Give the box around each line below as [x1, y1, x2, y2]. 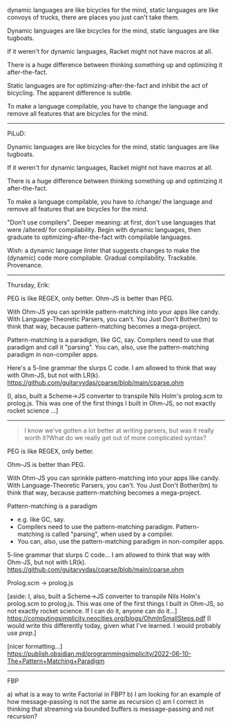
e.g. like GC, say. [17, 515, 66, 524]
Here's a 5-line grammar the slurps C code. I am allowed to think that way [7, 364, 217, 372]
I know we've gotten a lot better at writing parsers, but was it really [23, 426, 214, 434]
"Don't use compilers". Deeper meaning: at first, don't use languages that [7, 218, 216, 227]
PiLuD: [7, 129, 26, 137]
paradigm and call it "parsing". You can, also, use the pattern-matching [7, 343, 209, 351]
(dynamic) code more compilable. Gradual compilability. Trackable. [7, 254, 198, 262]
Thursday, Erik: [7, 281, 50, 289]
